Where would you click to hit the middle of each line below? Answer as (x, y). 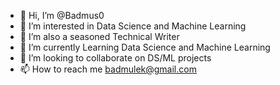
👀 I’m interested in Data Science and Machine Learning (133, 26)
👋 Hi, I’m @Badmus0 (62, 15)
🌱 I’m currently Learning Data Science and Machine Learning (145, 47)
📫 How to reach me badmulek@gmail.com (108, 69)
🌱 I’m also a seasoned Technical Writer (99, 36)
